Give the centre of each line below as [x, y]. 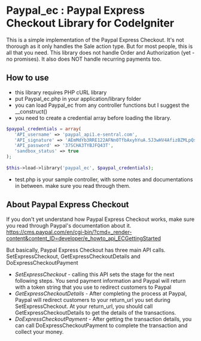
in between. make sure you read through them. [72, 186]
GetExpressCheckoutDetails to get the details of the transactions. [95, 312]
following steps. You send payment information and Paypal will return [100, 280]
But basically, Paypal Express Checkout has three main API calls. [86, 250]
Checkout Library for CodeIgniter [90, 23]
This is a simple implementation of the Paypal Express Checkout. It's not [95, 40]
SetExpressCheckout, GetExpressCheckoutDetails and [73, 256]
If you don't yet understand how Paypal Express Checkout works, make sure [100, 219]
